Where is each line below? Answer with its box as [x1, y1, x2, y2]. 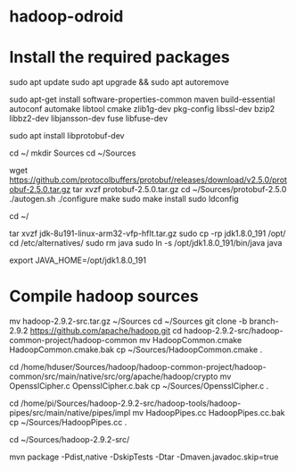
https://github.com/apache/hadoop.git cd [29, 325, 183, 336]
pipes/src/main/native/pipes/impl [9, 408, 131, 418]
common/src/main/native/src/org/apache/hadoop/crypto [9, 371, 218, 382]
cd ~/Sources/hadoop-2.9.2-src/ [9, 434, 130, 445]
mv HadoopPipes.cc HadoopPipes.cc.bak [132, 408, 285, 418]
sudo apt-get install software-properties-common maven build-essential [9, 94, 275, 105]
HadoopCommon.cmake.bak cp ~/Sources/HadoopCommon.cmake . [9, 344, 263, 355]
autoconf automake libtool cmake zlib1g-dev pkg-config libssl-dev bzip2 [9, 104, 275, 114]
